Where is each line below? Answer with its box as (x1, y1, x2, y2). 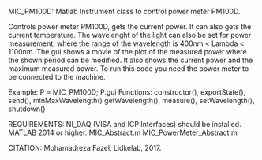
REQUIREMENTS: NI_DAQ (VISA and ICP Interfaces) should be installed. (8, 120, 242, 128)
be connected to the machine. (8, 73, 106, 81)
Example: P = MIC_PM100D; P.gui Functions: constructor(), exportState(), (8, 87, 246, 97)
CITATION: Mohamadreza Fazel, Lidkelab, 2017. (8, 143, 162, 152)
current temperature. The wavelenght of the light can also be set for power (8, 31, 252, 39)
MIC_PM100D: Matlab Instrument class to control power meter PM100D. (8, 7, 241, 16)
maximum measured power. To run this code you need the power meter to (8, 64, 249, 73)
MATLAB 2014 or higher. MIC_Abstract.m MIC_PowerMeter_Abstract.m (8, 128, 238, 137)
